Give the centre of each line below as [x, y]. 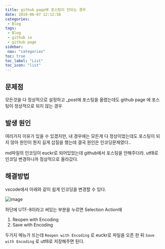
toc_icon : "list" [23, 65]
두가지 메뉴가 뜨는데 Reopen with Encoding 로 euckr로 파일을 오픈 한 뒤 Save [80, 235]
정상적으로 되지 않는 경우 [38, 106]
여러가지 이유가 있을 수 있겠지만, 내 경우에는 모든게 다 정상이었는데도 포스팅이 [80, 136]
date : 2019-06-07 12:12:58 [33, 14]
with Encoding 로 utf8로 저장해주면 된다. [45, 241]
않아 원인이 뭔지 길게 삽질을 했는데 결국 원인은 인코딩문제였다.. [71, 142]
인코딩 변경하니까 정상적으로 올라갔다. [42, 159]
